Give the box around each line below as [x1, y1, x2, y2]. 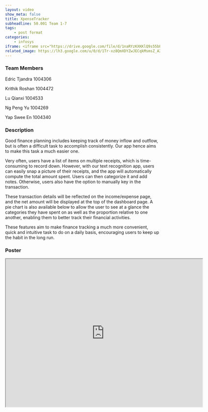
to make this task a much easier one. [5, 149, 80, 154]
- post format [14, 30, 43, 35]
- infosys [14, 39, 34, 44]
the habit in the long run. [5, 235, 55, 241]
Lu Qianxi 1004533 [5, 95, 43, 101]
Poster [5, 247, 21, 254]
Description [5, 126, 34, 133]
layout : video [5, 7, 34, 12]
